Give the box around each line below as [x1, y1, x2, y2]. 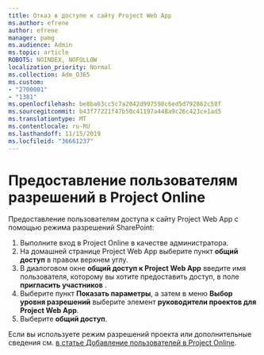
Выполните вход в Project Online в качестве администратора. [19, 238, 229, 248]
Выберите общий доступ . [19, 314, 108, 324]
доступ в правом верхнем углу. [19, 255, 128, 264]
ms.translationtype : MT [8, 115, 87, 123]
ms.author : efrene [8, 19, 69, 27]
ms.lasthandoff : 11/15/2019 [8, 129, 101, 137]
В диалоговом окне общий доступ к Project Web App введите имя [19, 264, 247, 273]
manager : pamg [8, 33, 55, 42]
